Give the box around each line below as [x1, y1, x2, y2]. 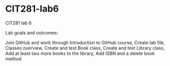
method [5, 55, 22, 61]
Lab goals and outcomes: [5, 29, 59, 36]
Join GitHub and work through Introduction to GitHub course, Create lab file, [5, 39, 165, 46]
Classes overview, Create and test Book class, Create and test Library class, [5, 45, 165, 51]
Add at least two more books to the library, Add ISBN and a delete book [5, 50, 155, 56]
